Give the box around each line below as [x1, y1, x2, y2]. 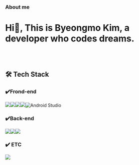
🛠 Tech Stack [5, 70, 49, 79]
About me [5, 4, 30, 11]
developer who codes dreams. [5, 33, 134, 44]
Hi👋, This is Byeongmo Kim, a [5, 22, 129, 34]
